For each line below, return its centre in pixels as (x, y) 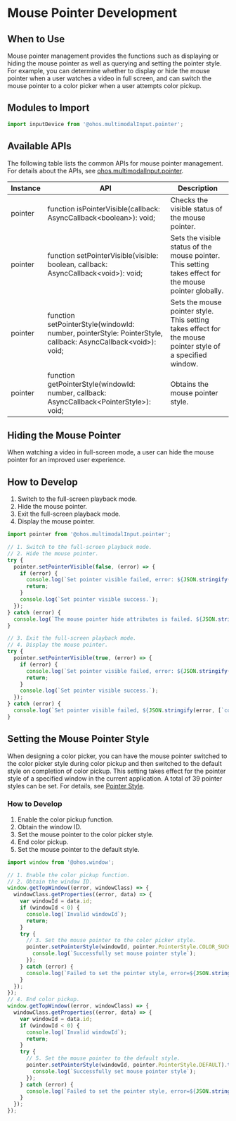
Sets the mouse (196, 302)
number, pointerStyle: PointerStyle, (105, 333)
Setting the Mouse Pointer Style (78, 739)
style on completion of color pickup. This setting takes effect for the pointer (117, 771)
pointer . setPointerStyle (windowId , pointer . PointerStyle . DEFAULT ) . (127, 1065)
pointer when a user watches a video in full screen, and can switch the (110, 78)
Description (198, 188)
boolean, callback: (78, 264)
